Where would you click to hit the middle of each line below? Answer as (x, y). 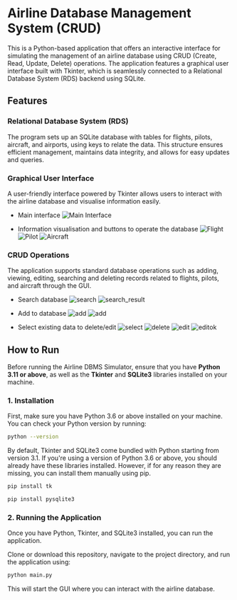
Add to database (42, 314)
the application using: (39, 562)
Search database (43, 300)
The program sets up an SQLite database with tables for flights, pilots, (110, 136)
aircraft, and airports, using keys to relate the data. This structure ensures (115, 144)
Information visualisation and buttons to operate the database (108, 229)
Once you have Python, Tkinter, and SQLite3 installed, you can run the (110, 533)
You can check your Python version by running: (77, 424)
